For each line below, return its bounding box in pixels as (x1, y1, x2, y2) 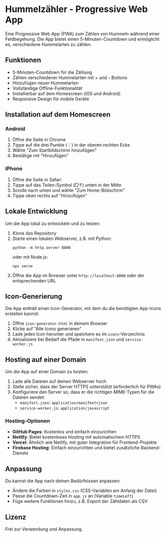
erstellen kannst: (5, 311, 39, 317)
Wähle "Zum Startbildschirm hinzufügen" (12, 147, 97, 153)
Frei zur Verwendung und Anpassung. (5, 526, 83, 532)
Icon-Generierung (5, 292, 62, 301)
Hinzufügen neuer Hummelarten (12, 80, 79, 86)
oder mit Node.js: (12, 254, 48, 260)
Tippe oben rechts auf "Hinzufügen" (12, 192, 87, 198)
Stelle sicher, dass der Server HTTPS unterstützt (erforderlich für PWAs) (12, 384, 161, 390)
